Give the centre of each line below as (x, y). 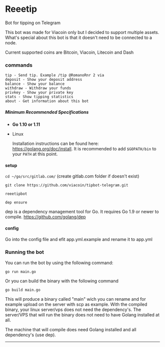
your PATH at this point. (35, 154)
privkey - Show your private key (39, 93)
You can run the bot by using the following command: (59, 263)
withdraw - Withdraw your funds (38, 88)
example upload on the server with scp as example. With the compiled (76, 304)
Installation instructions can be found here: (55, 143)
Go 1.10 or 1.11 (26, 125)
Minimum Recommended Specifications (47, 112)
